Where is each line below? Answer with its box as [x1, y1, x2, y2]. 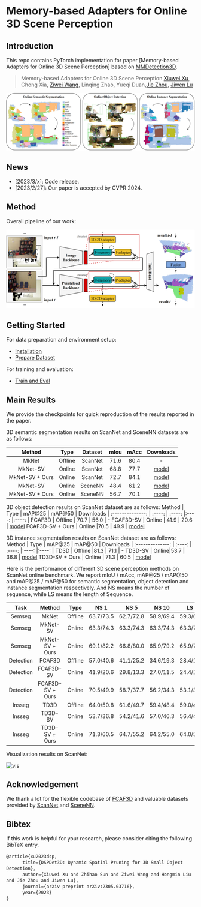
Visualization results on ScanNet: [6, 750, 88, 758]
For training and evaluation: [6, 366, 74, 373]
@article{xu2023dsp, [6, 854, 58, 860]
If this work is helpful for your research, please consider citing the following [6, 835, 193, 842]
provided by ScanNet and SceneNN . [6, 801, 96, 809]
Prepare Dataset [14, 354, 56, 361]
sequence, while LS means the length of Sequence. [6, 591, 133, 598]
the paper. [6, 417, 32, 424]
